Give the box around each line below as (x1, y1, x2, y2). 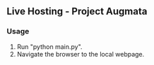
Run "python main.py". (16, 42, 83, 51)
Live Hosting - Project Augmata (6, 6, 148, 17)
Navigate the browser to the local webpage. (16, 50, 145, 58)
